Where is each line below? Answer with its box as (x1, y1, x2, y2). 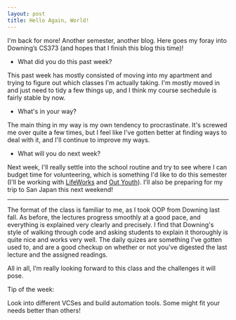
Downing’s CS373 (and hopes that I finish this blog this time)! (7, 44, 184, 52)
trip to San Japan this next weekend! (7, 185, 114, 193)
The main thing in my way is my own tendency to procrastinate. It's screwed (7, 120, 228, 129)
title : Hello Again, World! (7, 17, 90, 24)
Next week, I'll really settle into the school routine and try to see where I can (7, 162, 227, 171)
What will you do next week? (17, 149, 100, 158)
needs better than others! (7, 306, 81, 314)
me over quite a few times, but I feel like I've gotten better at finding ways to (7, 128, 227, 136)
